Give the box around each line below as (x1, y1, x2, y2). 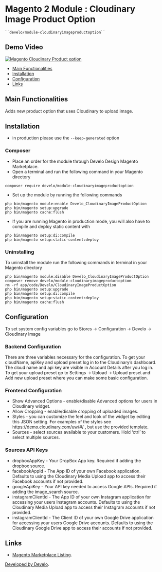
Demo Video (5, 43, 43, 52)
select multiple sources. (12, 435, 60, 440)
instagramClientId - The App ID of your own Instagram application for (12, 494, 151, 500)
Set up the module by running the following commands (12, 191, 123, 198)
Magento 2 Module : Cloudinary (5, 3, 135, 15)
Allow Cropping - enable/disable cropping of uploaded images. (12, 408, 139, 415)
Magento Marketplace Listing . (12, 552, 72, 558)
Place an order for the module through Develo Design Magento (12, 158, 138, 164)
